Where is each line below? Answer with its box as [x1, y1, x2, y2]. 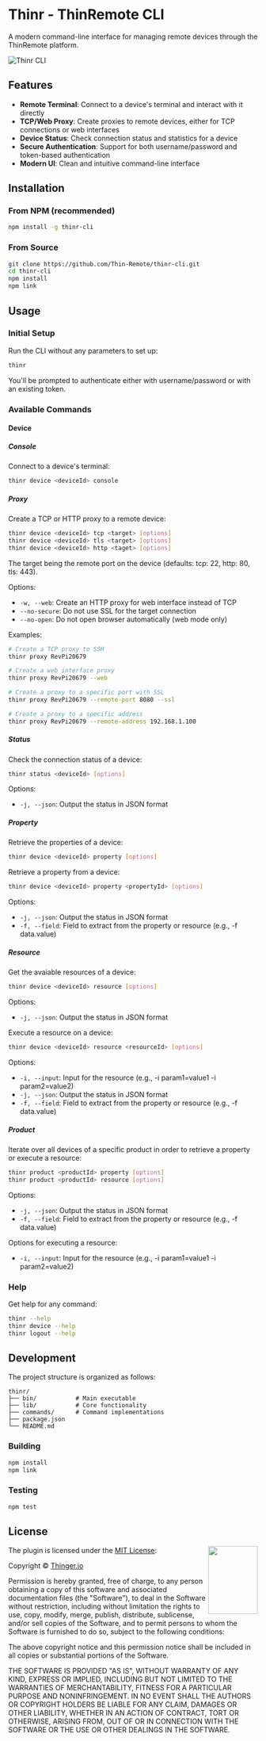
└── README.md [8, 1422, 55, 1430]
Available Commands [8, 404, 93, 415]
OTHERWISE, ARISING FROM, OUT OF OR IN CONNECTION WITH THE [8, 1716, 239, 1726]
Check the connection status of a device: [8, 755, 142, 764]
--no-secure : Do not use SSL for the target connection [19, 606, 196, 615]
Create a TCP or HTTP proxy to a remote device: [8, 514, 166, 523]
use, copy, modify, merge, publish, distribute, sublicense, [8, 1610, 195, 1620]
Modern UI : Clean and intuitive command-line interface [19, 159, 200, 168]
